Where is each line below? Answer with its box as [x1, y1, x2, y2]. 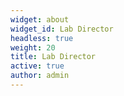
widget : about [10, 14, 70, 25]
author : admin [10, 71, 70, 81]
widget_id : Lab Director [10, 24, 114, 34]
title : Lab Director [10, 52, 97, 62]
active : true [10, 61, 65, 71]
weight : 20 [10, 42, 56, 53]
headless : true [10, 33, 74, 43]
